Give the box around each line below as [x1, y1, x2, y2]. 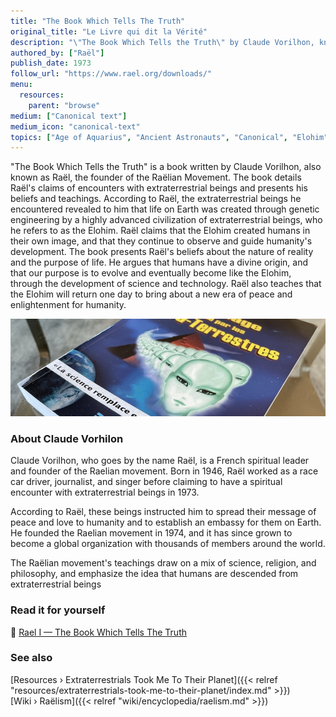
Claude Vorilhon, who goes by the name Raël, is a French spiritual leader [10, 455, 310, 467]
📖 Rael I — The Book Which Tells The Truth [10, 626, 187, 638]
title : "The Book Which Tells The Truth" [10, 16, 186, 26]
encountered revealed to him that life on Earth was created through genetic [10, 203, 320, 215]
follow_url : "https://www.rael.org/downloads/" [10, 69, 213, 79]
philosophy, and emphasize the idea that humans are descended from [10, 568, 299, 580]
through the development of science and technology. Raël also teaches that [10, 278, 322, 290]
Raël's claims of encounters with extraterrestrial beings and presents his [10, 182, 308, 194]
